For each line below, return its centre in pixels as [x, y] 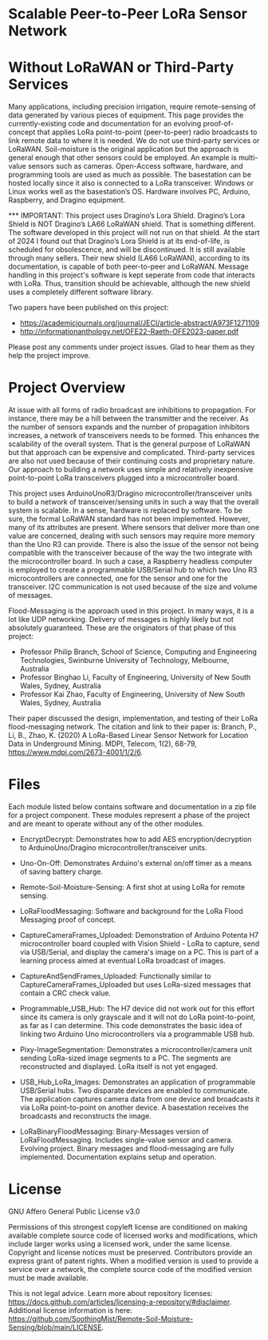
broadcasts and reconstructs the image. [85, 1116]
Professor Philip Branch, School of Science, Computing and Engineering [138, 652]
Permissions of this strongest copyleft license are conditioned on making [128, 1226]
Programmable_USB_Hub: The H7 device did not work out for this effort [137, 1009]
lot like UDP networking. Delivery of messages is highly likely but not [121, 620]
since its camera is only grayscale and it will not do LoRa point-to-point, [138, 1017]
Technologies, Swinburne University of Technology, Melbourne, [124, 660]
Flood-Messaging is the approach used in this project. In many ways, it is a [131, 611]
